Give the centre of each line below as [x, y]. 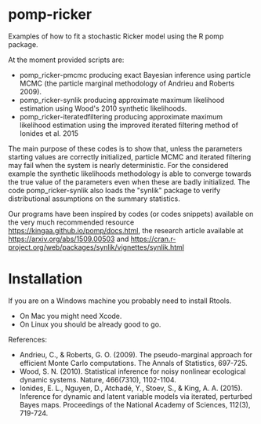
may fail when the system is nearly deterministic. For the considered [118, 165]
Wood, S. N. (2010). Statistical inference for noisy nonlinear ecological [132, 371]
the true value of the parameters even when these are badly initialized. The [129, 181]
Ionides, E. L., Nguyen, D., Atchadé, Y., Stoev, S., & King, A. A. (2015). [131, 388]
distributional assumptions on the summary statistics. [94, 199]
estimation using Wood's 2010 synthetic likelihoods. [103, 108]
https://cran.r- [153, 239]
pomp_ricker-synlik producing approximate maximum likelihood [122, 100]
